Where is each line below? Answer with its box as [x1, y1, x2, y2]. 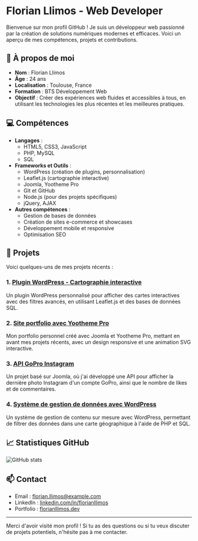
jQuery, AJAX [23, 199, 57, 206]
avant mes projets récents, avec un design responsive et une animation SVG [6, 338, 192, 346]
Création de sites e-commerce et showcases [23, 218, 133, 225]
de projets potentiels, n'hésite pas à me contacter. [6, 529, 128, 536]
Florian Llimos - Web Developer [6, 4, 163, 18]
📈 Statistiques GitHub [6, 438, 90, 448]
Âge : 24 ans [14, 75, 46, 82]
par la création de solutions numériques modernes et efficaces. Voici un [6, 29, 181, 37]
